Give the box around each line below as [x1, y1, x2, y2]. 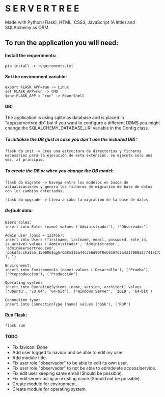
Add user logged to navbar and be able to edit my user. [12, 350, 124, 356]
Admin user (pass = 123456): [5, 233, 65, 238]
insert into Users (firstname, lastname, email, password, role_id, [5, 237, 148, 242]
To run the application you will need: [5, 39, 119, 47]
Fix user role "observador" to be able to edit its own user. [12, 360, 128, 366]
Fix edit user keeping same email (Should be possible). [12, 370, 123, 376]
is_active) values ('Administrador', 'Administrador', [5, 242, 120, 246]
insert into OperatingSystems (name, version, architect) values [5, 284, 141, 289]
